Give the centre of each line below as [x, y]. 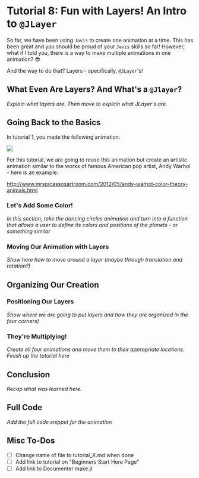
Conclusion [29, 375]
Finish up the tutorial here [38, 356]
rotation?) [19, 266]
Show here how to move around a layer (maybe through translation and [95, 260]
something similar [29, 231]
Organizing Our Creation [53, 285]
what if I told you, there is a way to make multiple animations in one [89, 52]
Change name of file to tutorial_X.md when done [75, 455]
